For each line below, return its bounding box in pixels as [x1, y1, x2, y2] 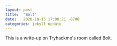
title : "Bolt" [5, 12, 37, 17]
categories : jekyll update [5, 21, 62, 26]
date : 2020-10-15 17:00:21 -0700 [5, 16, 80, 21]
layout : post [5, 7, 33, 12]
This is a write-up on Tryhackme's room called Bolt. [5, 35, 112, 41]
